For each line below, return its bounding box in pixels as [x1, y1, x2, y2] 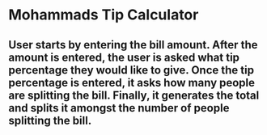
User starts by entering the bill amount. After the [8, 38, 258, 52]
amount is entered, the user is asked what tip [8, 50, 240, 64]
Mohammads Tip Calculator [8, 6, 199, 24]
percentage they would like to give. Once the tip [8, 63, 255, 77]
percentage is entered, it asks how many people [8, 75, 256, 90]
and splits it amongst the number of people [8, 101, 230, 115]
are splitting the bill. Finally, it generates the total [8, 88, 260, 102]
